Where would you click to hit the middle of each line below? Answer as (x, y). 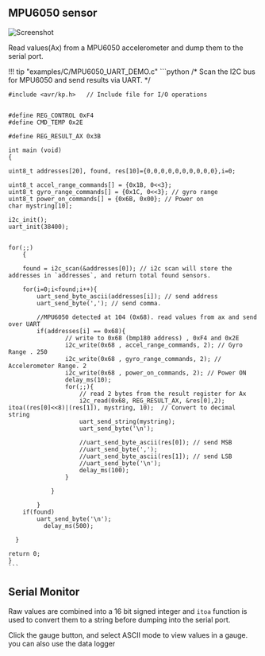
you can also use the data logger (62, 643)
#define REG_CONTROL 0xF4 (51, 115)
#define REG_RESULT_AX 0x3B (55, 136)
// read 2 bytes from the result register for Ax (163, 394)
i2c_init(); (28, 219)
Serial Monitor (44, 592)
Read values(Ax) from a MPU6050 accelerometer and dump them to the (126, 48)
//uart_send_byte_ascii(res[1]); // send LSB (156, 456)
